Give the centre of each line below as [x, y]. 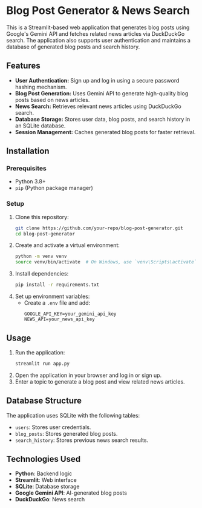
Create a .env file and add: [57, 303]
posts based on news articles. [52, 100]
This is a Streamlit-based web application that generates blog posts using [98, 27]
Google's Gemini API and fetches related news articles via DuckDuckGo [96, 33]
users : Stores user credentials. [53, 427]
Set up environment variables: [52, 296]
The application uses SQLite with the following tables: [73, 415]
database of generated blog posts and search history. [73, 47]
